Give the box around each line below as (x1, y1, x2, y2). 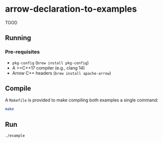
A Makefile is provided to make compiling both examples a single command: (5, 97, 159, 103)
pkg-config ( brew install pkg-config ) (12, 60, 89, 66)
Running (5, 34, 32, 42)
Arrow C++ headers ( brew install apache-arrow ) (12, 70, 111, 76)
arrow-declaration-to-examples (5, 3, 137, 15)
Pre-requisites (5, 48, 40, 55)
